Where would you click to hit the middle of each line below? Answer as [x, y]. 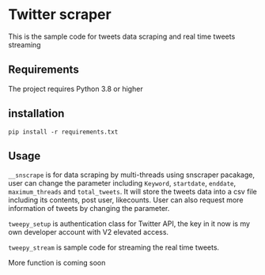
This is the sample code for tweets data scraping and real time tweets [122, 36]
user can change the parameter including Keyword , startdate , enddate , [122, 183]
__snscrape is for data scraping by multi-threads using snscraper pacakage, [132, 175]
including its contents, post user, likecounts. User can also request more [126, 200]
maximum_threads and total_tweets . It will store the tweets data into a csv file [132, 192]
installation [36, 113]
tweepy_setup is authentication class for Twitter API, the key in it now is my [129, 224]
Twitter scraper [60, 15]
